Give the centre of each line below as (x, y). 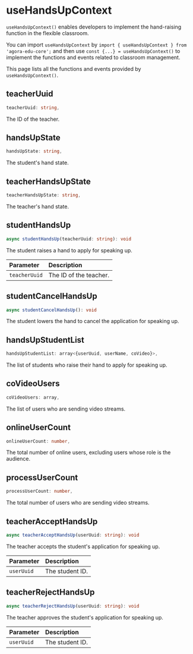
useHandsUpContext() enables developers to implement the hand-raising (94, 27)
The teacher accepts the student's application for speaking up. (83, 546)
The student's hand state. (38, 163)
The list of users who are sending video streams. (66, 409)
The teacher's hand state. (38, 206)
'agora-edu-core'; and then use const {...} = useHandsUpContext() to (93, 51)
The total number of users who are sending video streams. (78, 503)
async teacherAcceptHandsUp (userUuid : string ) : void (73, 535)
